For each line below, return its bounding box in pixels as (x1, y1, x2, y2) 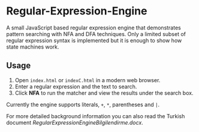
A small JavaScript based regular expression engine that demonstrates (6, 24, 181, 31)
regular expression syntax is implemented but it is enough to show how (6, 37, 182, 44)
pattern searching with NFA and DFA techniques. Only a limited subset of (6, 30, 186, 37)
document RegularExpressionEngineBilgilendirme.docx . (6, 119, 144, 126)
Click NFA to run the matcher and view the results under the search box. (14, 89, 194, 97)
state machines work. (6, 43, 59, 50)
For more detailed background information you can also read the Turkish (6, 112, 185, 119)
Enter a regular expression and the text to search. (14, 83, 137, 90)
